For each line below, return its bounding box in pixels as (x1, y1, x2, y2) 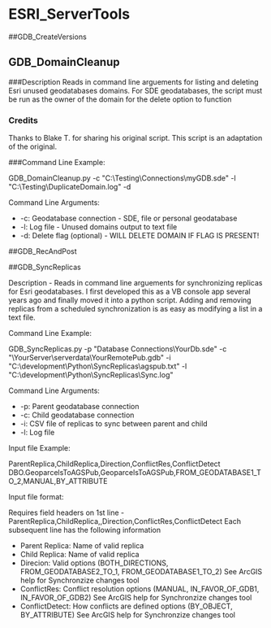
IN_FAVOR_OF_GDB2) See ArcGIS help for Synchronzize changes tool (19, 593, 252, 603)
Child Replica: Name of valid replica (19, 550, 140, 560)
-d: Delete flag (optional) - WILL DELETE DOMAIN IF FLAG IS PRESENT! (19, 231, 260, 241)
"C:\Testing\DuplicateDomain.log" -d (8, 182, 131, 192)
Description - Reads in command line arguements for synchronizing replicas (8, 278, 263, 288)
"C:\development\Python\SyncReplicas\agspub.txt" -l (8, 361, 187, 371)
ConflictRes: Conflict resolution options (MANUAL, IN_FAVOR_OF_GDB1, (19, 584, 260, 594)
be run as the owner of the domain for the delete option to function (8, 94, 232, 104)
